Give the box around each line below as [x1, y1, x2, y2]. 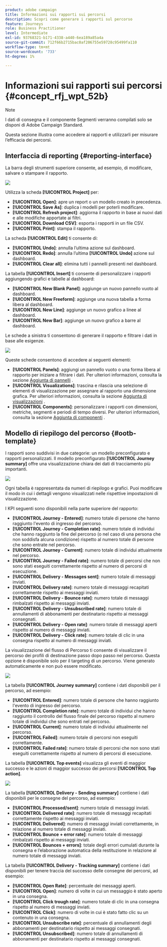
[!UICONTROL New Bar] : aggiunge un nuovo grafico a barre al [12, 317, 141, 323]
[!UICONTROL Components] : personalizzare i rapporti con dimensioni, [12, 404, 159, 410]
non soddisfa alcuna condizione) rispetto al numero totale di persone [12, 536, 154, 542]
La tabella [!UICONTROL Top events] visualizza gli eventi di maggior [5, 760, 146, 766]
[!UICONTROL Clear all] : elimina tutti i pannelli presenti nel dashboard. [12, 261, 158, 267]
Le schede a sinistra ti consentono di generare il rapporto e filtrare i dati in [5, 332, 158, 338]
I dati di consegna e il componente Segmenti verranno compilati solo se [5, 117, 152, 123]
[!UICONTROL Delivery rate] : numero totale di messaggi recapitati [12, 584, 149, 590]
